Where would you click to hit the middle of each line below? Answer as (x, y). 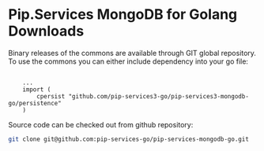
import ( (37, 89)
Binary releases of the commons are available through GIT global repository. (132, 53)
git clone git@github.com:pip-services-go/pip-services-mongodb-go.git (128, 139)
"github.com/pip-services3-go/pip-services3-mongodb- (158, 96)
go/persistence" (35, 103)
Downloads (46, 31)
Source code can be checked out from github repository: (101, 124)
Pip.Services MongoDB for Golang (123, 15)
